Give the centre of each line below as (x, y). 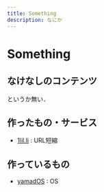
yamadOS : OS (38, 181)
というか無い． (28, 99)
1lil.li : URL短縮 (37, 140)
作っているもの (38, 164)
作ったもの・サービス (52, 122)
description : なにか (35, 20)
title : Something (32, 13)
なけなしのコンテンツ (52, 81)
